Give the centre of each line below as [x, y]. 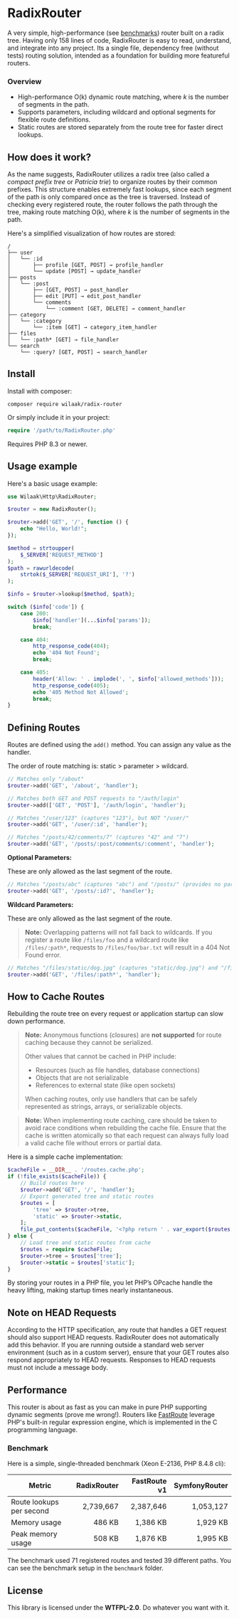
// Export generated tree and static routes [87, 1196]
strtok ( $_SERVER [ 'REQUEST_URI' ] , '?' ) [78, 575]
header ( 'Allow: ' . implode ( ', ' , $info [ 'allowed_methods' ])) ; [128, 679]
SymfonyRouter [201, 1486]
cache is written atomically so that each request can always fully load [127, 1135]
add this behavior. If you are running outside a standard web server [106, 1345]
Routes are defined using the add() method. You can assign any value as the [119, 745]
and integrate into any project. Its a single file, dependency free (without [113, 48]
